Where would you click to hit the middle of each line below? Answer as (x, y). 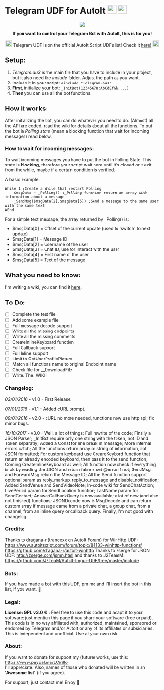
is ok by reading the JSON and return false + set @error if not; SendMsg (78, 469)
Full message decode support (42, 325)
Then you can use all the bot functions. (52, 93)
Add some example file (35, 320)
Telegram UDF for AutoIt (56, 11)
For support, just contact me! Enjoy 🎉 (42, 682)
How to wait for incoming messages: (49, 149)
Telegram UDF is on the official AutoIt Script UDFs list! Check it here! (82, 45)
